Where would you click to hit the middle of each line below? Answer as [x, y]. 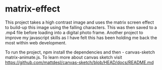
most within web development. [36, 42]
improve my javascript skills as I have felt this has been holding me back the [81, 38]
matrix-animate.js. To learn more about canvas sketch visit [64, 57]
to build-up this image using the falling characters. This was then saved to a [81, 27]
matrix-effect [33, 9]
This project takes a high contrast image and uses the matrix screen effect [80, 22]
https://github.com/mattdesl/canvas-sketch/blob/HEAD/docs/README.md [80, 62]
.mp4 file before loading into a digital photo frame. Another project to [74, 32]
